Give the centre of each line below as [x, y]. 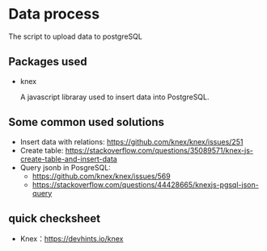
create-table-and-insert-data [68, 159]
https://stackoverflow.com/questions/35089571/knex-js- [159, 150]
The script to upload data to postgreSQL [76, 36]
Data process [54, 14]
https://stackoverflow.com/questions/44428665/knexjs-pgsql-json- [145, 184]
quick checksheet [55, 218]
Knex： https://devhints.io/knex [72, 239]
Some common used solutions [86, 122]
